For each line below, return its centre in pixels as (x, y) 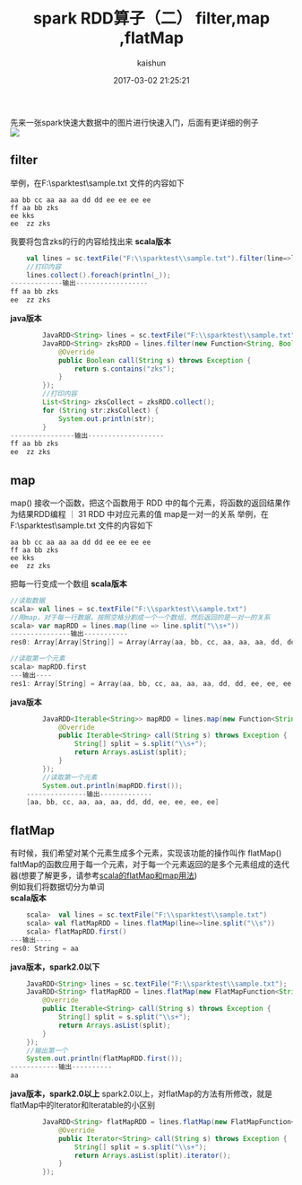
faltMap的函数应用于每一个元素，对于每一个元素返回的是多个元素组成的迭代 (150, 865)
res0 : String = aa (44, 948)
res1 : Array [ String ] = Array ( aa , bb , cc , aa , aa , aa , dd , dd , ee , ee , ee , (153, 683)
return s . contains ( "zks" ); (125, 369)
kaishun (151, 63)
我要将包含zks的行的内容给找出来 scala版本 (91, 241)
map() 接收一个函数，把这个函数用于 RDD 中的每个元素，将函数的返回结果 (147, 503)
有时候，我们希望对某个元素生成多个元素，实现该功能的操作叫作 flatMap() (146, 853)
